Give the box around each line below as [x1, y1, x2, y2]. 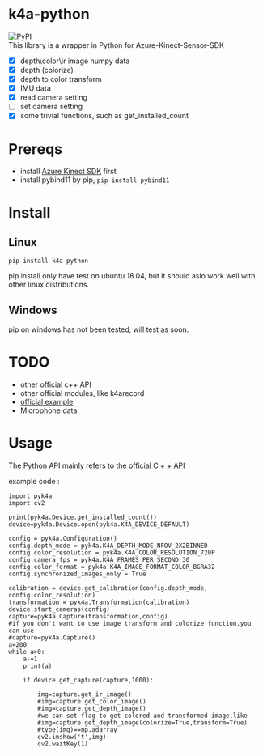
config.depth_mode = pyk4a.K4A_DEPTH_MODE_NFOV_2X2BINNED [8, 542, 208, 550]
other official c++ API [19, 380, 91, 389]
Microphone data [19, 406, 78, 415]
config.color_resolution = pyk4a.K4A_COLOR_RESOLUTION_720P [8, 549, 216, 557]
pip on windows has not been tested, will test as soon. [8, 325, 189, 334]
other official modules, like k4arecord [19, 389, 145, 398]
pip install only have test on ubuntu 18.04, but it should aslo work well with [8, 271, 256, 281]
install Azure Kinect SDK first [19, 167, 117, 176]
